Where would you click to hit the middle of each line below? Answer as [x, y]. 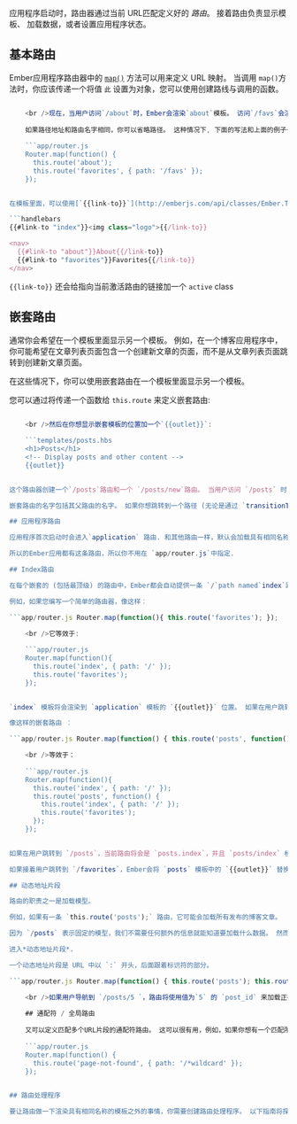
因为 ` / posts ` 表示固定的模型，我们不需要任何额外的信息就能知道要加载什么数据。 [141, 934]
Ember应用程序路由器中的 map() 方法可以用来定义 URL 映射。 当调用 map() [144, 77]
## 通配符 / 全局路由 [60, 1014]
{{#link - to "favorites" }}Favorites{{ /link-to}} [107, 260]
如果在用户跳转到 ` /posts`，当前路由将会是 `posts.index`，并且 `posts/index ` [145, 853]
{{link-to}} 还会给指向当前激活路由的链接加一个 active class [122, 286]
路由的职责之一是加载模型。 [52, 902]
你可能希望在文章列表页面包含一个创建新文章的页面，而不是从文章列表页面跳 [148, 351]
